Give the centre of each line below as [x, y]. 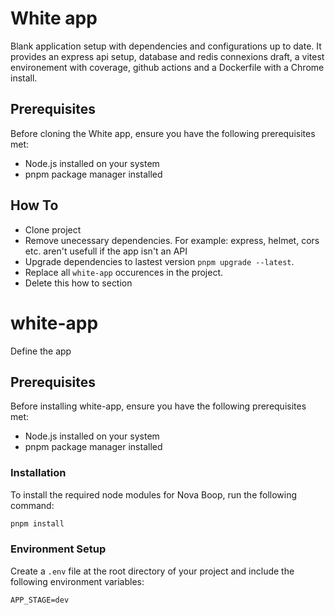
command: [32, 505]
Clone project [53, 229]
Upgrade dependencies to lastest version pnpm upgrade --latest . [159, 261]
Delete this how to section [78, 283]
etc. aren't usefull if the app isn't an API [106, 251]
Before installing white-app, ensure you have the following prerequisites [158, 406]
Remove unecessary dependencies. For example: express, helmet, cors [172, 240]
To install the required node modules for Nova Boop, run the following [154, 494]
